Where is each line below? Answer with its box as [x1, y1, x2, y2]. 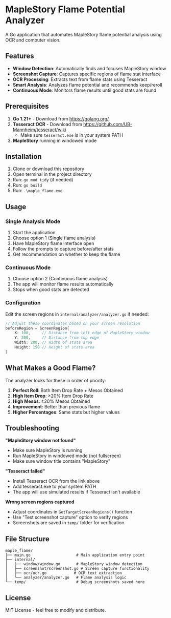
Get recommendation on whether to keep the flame [12, 251, 121, 257]
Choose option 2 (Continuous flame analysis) [12, 276, 108, 282]
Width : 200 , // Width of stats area [14, 340, 93, 345]
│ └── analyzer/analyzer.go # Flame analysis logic [5, 575, 127, 580]
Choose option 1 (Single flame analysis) [12, 235, 96, 241]
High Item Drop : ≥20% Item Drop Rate [12, 393, 93, 399]
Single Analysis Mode [5, 218, 61, 225]
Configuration [5, 299, 41, 306]
